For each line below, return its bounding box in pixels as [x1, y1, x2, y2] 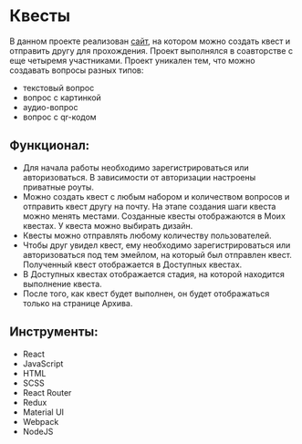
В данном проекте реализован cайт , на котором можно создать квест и [9, 36, 291, 46]
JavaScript [22, 357, 64, 369]
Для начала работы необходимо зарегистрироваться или [22, 161, 249, 173]
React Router [22, 387, 72, 398]
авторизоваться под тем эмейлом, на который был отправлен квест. [22, 249, 292, 260]
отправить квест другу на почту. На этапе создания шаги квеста [22, 201, 276, 212]
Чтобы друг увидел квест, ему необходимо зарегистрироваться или [22, 239, 291, 251]
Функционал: [9, 138, 90, 153]
